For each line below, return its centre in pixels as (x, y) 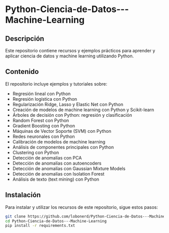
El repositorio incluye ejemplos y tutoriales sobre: (56, 84)
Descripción (25, 38)
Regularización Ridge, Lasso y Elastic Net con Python (68, 104)
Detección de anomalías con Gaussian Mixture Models (69, 168)
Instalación (23, 195)
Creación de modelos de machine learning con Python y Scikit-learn (83, 110)
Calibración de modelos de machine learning (59, 141)
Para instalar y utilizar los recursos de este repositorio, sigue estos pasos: (82, 207)
